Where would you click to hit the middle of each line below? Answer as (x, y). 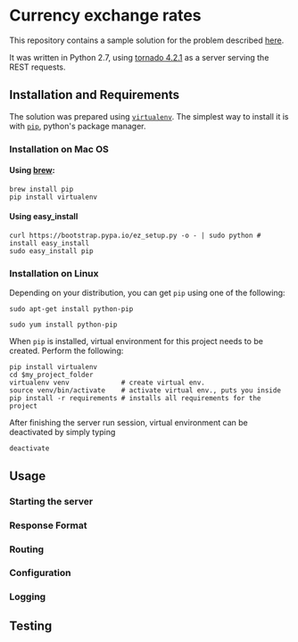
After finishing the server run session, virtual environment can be (128, 423)
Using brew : (32, 170)
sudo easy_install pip (51, 251)
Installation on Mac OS (59, 149)
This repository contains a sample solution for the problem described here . (147, 40)
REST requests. (37, 67)
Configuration (40, 573)
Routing (27, 549)
